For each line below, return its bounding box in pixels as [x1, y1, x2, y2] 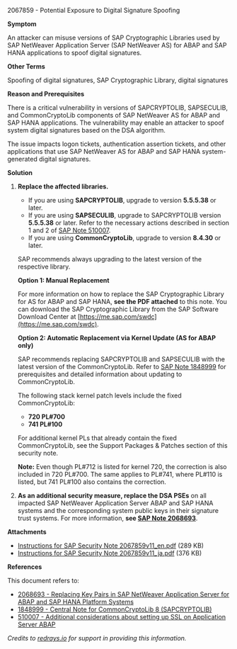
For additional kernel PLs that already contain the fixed [17, 434, 177, 442]
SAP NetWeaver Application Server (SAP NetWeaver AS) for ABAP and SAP [7, 41, 227, 49]
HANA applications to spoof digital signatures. [7, 49, 142, 57]
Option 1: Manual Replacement [17, 276, 110, 284]
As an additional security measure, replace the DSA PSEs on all [17, 492, 207, 500]
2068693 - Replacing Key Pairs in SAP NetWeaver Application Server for [17, 590, 230, 598]
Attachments [7, 528, 47, 536]
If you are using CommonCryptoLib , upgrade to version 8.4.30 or [28, 234, 221, 242]
